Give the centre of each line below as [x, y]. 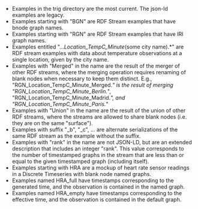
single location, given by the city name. [60, 60]
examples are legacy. [38, 15]
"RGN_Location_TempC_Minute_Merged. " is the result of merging [93, 85]
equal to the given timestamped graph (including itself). [80, 161]
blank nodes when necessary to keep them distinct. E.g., [82, 78]
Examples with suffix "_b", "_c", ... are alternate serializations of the [95, 129]
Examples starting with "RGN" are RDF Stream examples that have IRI [97, 34]
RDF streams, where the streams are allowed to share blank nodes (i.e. [99, 117]
